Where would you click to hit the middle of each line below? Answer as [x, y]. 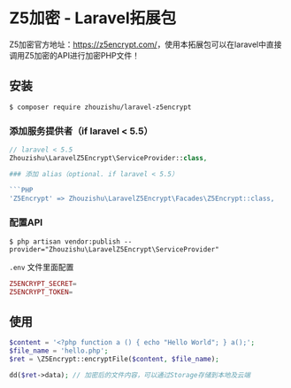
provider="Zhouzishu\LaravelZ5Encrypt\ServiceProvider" [114, 249]
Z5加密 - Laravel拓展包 [93, 18]
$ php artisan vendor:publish [65, 241]
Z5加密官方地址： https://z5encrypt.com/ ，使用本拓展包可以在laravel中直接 [145, 44]
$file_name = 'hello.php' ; [59, 351]
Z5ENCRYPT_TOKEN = [41, 292]
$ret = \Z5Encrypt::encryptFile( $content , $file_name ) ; [114, 360]
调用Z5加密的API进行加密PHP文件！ [74, 55]
